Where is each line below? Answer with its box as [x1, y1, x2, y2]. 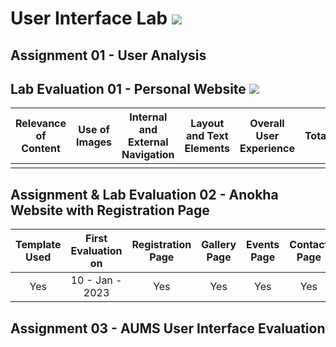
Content [21, 142, 61, 156]
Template [15, 238, 62, 252]
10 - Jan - [70, 273, 123, 287]
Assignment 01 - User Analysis [10, 47, 207, 64]
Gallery [201, 238, 237, 252]
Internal [129, 110, 168, 124]
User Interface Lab [10, 7, 168, 30]
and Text [185, 129, 229, 143]
